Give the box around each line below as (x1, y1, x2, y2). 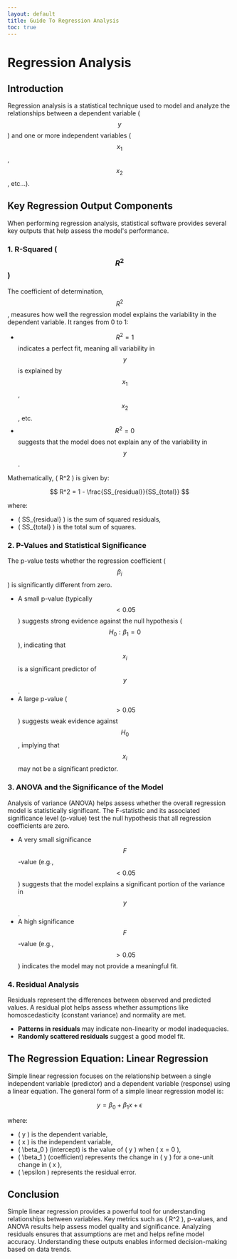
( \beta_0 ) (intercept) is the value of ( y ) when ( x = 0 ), (17, 1145, 181, 1154)
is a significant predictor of (17, 664, 98, 673)
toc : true (7, 24, 37, 31)
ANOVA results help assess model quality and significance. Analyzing (7, 1223, 211, 1231)
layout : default (7, 10, 56, 18)
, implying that (17, 740, 60, 749)
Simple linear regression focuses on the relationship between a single (7, 1072, 211, 1080)
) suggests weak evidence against (17, 717, 119, 725)
